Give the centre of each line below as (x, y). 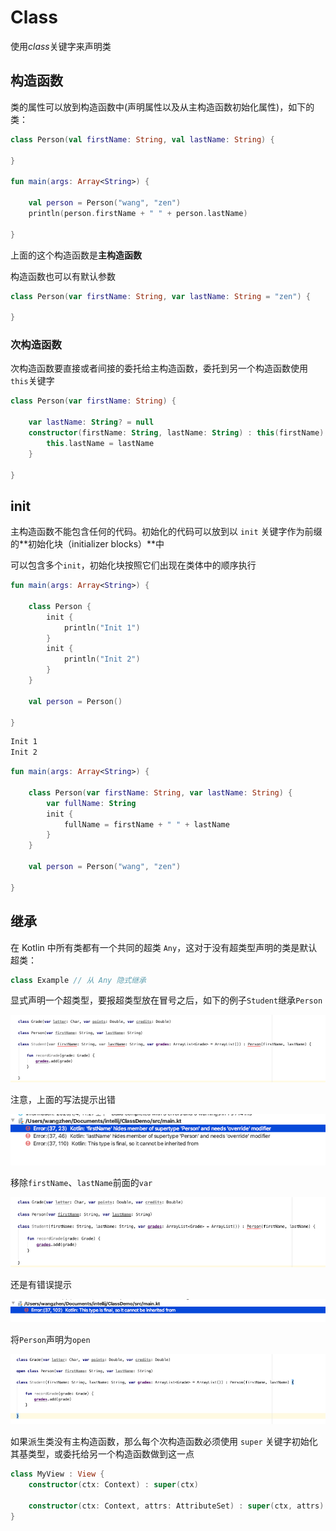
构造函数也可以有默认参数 (63, 276)
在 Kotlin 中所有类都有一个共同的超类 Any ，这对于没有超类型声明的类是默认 (164, 947)
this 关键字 (32, 381)
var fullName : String (91, 803)
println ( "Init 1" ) (102, 627)
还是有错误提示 (41, 1285)
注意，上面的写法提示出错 (63, 1099)
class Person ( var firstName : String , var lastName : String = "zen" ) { (160, 296)
